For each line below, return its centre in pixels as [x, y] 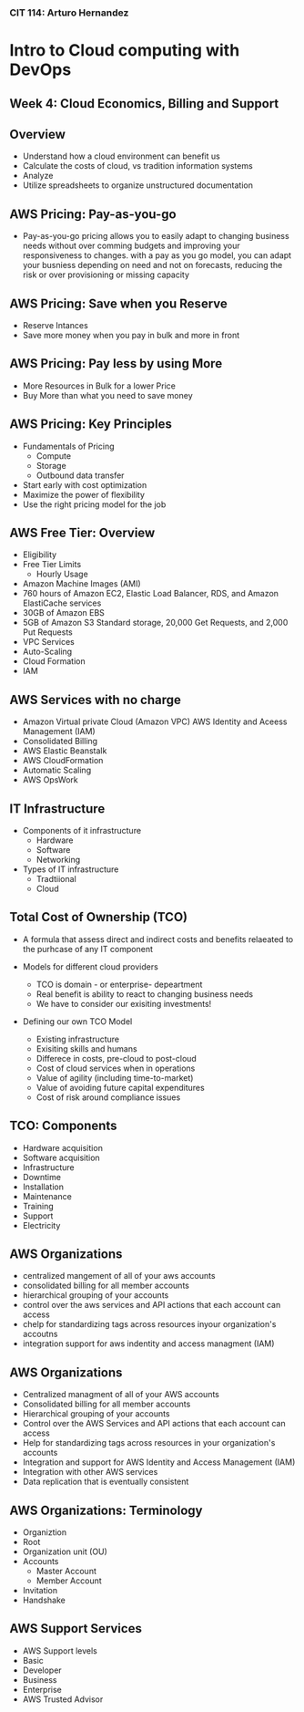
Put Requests [47, 632]
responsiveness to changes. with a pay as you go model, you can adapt [157, 255]
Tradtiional [56, 879]
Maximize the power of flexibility [84, 494]
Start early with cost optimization [85, 484]
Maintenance [47, 1196]
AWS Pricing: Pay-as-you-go [93, 214]
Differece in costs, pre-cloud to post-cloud [117, 1058]
